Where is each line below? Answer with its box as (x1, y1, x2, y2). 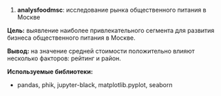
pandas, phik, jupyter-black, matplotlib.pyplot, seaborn (17, 81, 173, 88)
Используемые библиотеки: (7, 68, 93, 75)
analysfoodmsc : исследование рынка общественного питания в (17, 6, 207, 14)
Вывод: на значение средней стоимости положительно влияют (7, 47, 195, 55)
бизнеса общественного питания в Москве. (7, 34, 136, 42)
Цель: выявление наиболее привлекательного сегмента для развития (7, 27, 215, 34)
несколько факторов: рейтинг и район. (7, 54, 122, 62)
